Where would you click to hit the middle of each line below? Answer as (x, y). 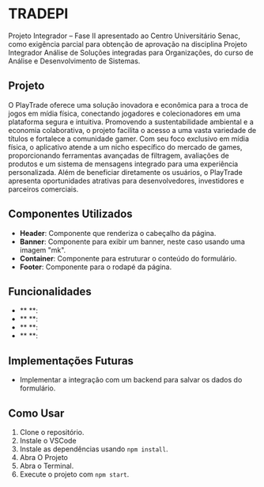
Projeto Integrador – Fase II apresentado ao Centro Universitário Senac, (124, 36)
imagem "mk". (43, 249)
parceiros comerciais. (43, 189)
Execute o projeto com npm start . (74, 474)
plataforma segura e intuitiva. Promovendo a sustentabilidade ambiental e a (131, 122)
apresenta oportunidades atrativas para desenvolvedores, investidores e (126, 181)
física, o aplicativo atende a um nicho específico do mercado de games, (125, 146)
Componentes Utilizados (70, 214)
